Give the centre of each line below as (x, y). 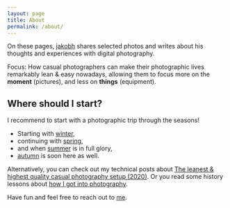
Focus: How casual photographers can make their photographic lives (106, 67)
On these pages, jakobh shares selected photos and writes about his (105, 46)
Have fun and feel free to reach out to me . (67, 198)
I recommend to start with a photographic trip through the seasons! (104, 120)
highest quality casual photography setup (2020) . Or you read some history (115, 177)
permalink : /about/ (35, 26)
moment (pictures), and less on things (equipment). (82, 82)
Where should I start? (55, 104)
